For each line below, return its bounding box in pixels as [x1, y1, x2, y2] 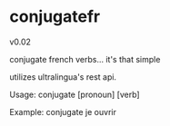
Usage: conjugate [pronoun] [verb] [9, 89, 140, 100]
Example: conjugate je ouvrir [9, 106, 116, 117]
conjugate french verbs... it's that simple [9, 53, 161, 64]
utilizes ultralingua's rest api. [9, 71, 116, 82]
